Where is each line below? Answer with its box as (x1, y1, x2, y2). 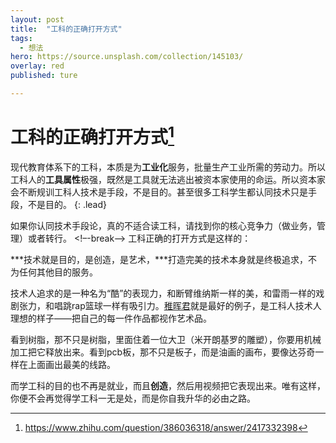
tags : (10, 33, 33, 43)
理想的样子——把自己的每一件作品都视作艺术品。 (10, 312, 212, 325)
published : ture (10, 71, 78, 81)
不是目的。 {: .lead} (27, 199, 107, 211)
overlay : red (10, 61, 65, 71)
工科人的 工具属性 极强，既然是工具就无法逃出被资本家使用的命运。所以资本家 (10, 174, 326, 186)
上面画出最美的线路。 (27, 359, 116, 371)
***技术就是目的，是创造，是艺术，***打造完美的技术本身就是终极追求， (10, 254, 309, 266)
